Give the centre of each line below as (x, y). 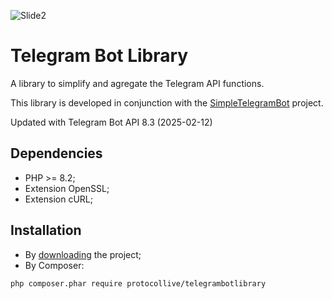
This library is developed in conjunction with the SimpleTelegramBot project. (167, 102)
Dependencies (56, 153)
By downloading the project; (83, 254)
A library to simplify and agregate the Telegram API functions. (137, 83)
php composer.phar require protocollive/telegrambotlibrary (138, 283)
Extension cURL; (58, 199)
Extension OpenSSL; (67, 188)
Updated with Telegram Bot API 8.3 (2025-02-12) (111, 122)
